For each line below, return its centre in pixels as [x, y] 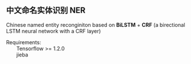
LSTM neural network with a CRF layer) [53, 31]
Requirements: [24, 42]
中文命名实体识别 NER [46, 10]
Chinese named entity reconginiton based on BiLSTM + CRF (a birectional [96, 24]
